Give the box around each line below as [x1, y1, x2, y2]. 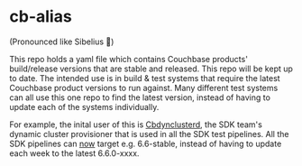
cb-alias [9, 6, 72, 27]
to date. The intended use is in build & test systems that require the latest [9, 72, 281, 83]
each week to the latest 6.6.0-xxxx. [9, 147, 140, 159]
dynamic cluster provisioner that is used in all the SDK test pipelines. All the [9, 128, 289, 139]
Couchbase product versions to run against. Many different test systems [9, 82, 279, 93]
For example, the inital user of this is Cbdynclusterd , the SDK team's [9, 119, 263, 130]
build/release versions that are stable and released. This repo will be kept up [9, 63, 293, 74]
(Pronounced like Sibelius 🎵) [9, 36, 114, 47]
